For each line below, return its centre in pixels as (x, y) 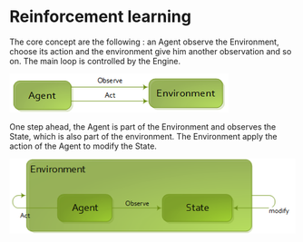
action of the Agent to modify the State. (83, 146)
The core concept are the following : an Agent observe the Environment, (144, 42)
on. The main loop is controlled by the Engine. (95, 61)
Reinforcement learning (101, 17)
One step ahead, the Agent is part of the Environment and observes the (143, 126)
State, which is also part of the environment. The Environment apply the (143, 136)
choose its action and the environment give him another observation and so (151, 51)
